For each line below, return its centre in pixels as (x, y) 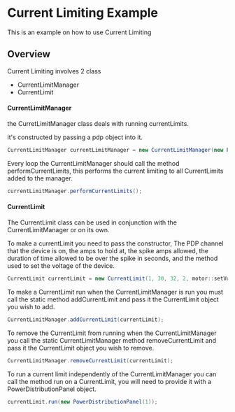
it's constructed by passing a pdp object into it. (75, 137)
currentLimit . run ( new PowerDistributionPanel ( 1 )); (83, 402)
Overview (29, 54)
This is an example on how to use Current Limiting (79, 32)
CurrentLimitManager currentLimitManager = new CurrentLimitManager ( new (115, 150)
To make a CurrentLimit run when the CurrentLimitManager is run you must (115, 292)
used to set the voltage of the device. (61, 265)
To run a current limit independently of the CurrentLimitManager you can (112, 374)
